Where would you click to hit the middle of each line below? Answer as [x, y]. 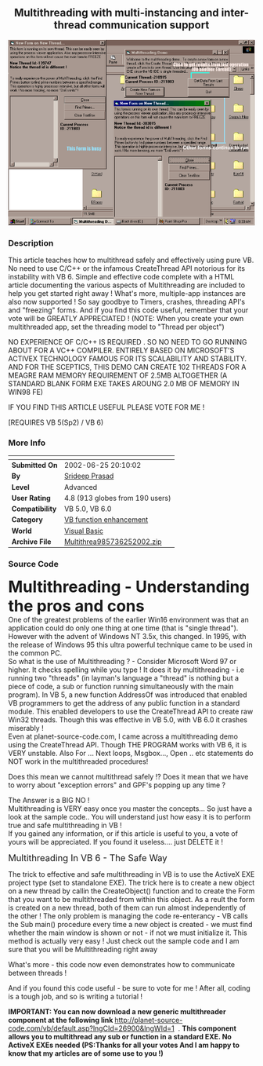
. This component [207, 1028]
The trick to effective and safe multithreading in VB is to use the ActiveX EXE [131, 874]
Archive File [31, 542]
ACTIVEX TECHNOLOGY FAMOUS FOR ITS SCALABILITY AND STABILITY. [128, 359]
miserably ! [26, 728]
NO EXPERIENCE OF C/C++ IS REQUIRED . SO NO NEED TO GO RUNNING [128, 342]
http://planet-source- [149, 1020]
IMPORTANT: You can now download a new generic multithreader [117, 1011]
